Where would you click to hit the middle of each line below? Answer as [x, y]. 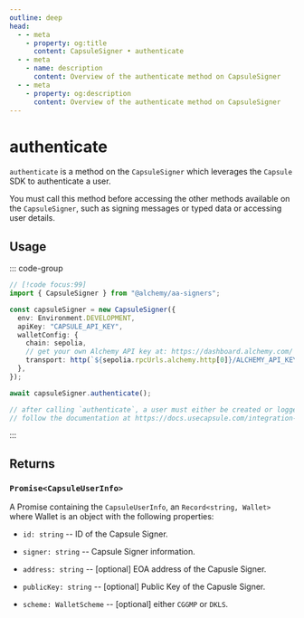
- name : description [64, 69]
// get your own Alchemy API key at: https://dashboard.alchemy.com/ [160, 352]
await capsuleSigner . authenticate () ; [81, 393]
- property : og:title [66, 43]
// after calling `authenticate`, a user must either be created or [141, 409]
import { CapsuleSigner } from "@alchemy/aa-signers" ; [115, 293]
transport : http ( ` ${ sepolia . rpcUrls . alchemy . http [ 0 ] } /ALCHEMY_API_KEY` [163, 360]
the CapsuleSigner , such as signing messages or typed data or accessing [146, 208]
